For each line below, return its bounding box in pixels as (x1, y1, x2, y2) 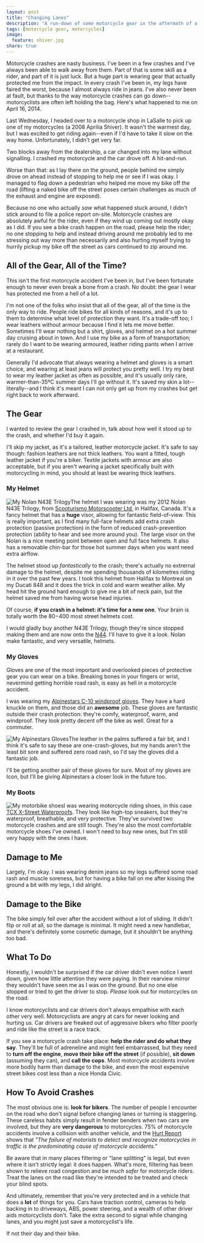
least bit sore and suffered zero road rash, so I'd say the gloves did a (6, 748, 178, 756)
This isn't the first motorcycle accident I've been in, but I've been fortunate (6, 277, 194, 284)
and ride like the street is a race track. (6, 1025, 102, 1033)
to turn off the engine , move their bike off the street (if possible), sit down (6, 1050, 195, 1058)
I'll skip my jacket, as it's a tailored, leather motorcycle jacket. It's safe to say (6, 443, 199, 451)
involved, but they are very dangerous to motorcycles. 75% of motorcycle (6, 1123, 192, 1130)
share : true (6, 43, 37, 49)
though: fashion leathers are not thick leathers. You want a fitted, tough (6, 449, 185, 457)
